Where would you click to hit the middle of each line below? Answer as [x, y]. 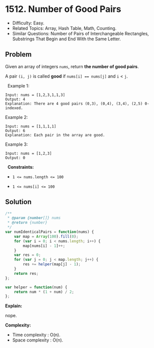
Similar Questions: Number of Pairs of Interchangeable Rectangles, [80, 33]
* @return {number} [27, 223]
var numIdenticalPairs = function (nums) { [50, 232]
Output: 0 [15, 158]
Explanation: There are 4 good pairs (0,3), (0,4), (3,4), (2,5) [74, 104]
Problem [19, 55]
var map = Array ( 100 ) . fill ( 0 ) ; [46, 236]
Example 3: [17, 144]
